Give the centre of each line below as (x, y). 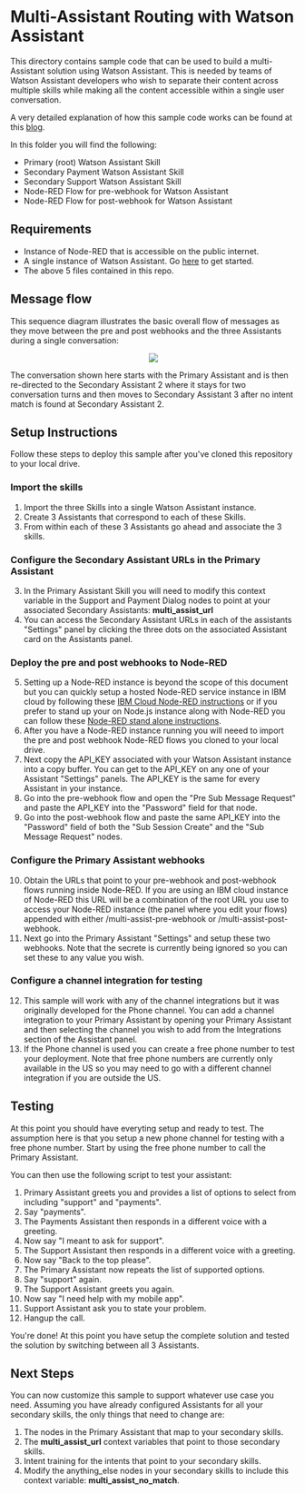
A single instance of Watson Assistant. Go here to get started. (138, 261)
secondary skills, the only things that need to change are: (118, 1415)
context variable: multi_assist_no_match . (101, 1480)
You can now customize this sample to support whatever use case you (143, 1395)
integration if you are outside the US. (92, 1077)
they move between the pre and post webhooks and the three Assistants (146, 331)
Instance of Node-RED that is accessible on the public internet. (141, 251)
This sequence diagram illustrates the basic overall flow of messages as (145, 321)
